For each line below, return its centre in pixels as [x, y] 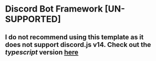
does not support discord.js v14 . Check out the [78, 45]
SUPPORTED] [33, 19]
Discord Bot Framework [54, 9]
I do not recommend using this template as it [74, 37]
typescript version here [42, 52]
